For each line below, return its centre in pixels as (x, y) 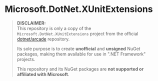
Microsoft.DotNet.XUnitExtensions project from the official (77, 33)
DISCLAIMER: (31, 23)
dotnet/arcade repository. (43, 39)
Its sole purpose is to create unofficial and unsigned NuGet (78, 48)
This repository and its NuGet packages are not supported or (80, 69)
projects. (26, 59)
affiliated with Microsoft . (43, 74)
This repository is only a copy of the (54, 28)
